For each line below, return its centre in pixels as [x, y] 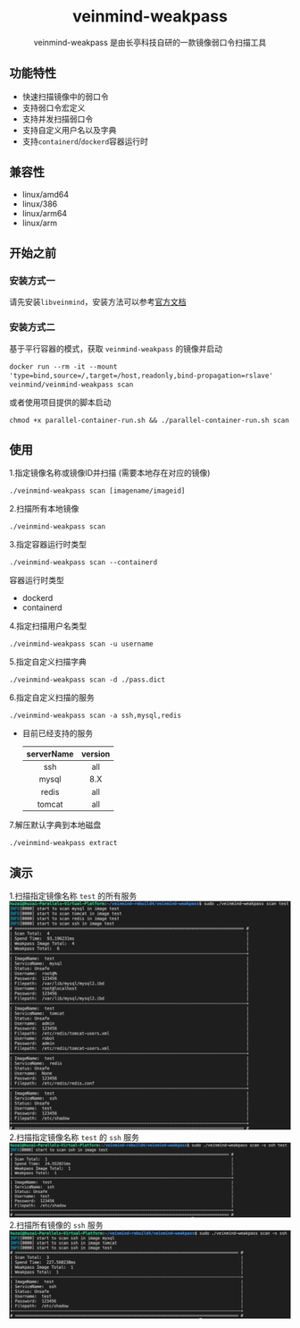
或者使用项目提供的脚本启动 [60, 402]
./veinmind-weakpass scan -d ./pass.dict [87, 680]
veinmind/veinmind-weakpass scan [71, 385]
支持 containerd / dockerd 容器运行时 [85, 141]
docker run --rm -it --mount [63, 367]
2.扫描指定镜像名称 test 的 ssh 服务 [75, 1137]
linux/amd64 [46, 194]
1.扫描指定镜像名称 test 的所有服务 [73, 896]
